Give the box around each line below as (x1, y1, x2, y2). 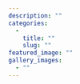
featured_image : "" (8, 49, 74, 57)
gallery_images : (8, 57, 62, 65)
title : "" (22, 34, 56, 42)
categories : (8, 19, 48, 27)
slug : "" (22, 42, 52, 50)
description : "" (8, 11, 62, 20)
